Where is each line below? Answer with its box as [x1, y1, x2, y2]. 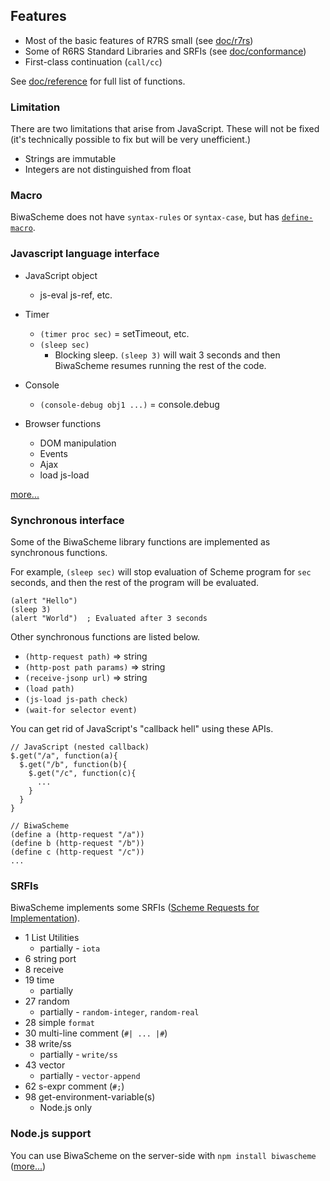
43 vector [24, 1059, 66, 1071]
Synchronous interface [10, 513, 125, 527]
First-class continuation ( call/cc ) [24, 55, 163, 68]
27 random [24, 995, 70, 1008]
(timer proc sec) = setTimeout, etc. [39, 327, 190, 339]
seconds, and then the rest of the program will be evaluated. [10, 577, 260, 588]
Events [39, 447, 68, 459]
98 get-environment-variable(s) [24, 1091, 156, 1103]
